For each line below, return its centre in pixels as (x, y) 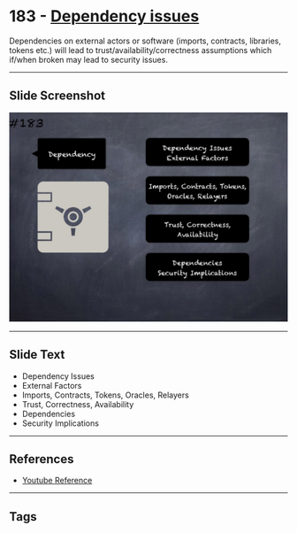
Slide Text (37, 355)
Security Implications (61, 423)
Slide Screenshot (57, 96)
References (42, 459)
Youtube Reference (57, 481)
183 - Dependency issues (104, 16)
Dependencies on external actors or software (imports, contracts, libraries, (145, 41)
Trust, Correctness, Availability (78, 404)
